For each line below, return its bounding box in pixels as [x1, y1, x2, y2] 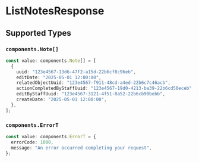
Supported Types [5, 28, 72, 38]
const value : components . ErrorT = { [5, 133, 96, 139]
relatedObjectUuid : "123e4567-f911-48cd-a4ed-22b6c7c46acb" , [16, 80, 170, 86]
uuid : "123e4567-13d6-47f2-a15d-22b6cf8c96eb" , [16, 68, 136, 75]
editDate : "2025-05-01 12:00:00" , [16, 74, 102, 80]
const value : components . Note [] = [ [5, 58, 96, 64]
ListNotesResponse [5, 4, 105, 18]
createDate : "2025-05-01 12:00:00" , [16, 96, 108, 102]
